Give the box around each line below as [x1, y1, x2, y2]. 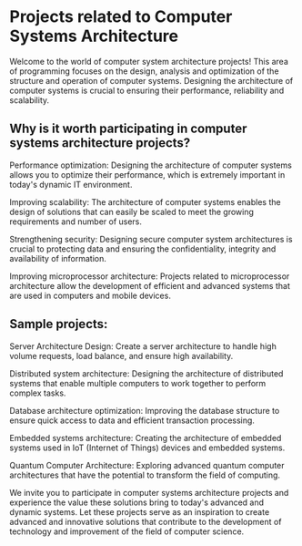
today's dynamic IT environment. [9, 179, 133, 190]
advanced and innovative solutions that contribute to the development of [9, 516, 282, 527]
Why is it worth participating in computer [9, 121, 247, 137]
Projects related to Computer [9, 6, 233, 27]
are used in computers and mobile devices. [9, 290, 171, 301]
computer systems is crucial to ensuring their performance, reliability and [9, 85, 285, 96]
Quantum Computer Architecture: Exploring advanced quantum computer [9, 459, 285, 470]
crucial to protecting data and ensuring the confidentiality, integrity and [9, 243, 277, 254]
